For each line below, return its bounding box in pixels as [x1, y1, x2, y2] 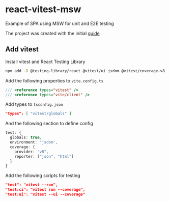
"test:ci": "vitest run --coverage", [5, 187, 86, 192]
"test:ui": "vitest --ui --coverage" [5, 192, 86, 197]
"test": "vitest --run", [5, 182, 58, 188]
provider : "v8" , [14, 149, 49, 154]
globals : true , [10, 135, 42, 140]
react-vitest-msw [5, 4, 81, 15]
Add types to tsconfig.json [5, 101, 64, 107]
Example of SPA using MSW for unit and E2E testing [5, 20, 115, 26]
